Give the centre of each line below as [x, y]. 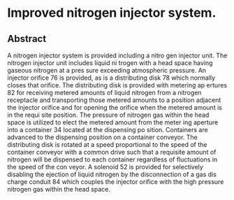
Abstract [27, 39]
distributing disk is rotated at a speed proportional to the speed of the [107, 144]
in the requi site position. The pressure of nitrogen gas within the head [108, 115]
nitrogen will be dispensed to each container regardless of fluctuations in [112, 159]
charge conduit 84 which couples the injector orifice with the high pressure [116, 182]
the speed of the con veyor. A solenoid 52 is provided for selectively [105, 167]
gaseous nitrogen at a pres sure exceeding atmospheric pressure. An [107, 70]
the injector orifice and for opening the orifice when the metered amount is [115, 107]
